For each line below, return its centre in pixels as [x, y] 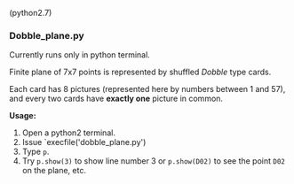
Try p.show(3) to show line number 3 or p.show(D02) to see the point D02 [154, 161]
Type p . [36, 152]
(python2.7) [31, 13]
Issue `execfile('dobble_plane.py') [84, 142]
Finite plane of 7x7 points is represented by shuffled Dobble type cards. [140, 72]
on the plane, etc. [54, 171]
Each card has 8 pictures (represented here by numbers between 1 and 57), [147, 89]
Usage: [23, 116]
